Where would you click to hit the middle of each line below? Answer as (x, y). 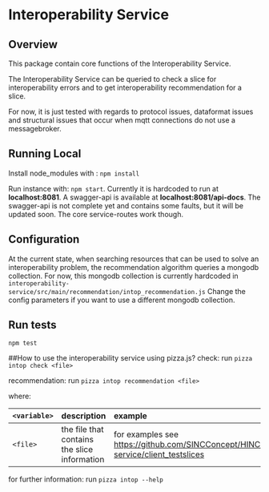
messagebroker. (35, 129)
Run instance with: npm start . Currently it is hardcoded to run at (113, 188)
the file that (82, 429)
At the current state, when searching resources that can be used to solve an (134, 259)
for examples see (146, 434)
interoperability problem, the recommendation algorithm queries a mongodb (134, 267)
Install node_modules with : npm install (74, 173)
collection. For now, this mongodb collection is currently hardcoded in (123, 276)
